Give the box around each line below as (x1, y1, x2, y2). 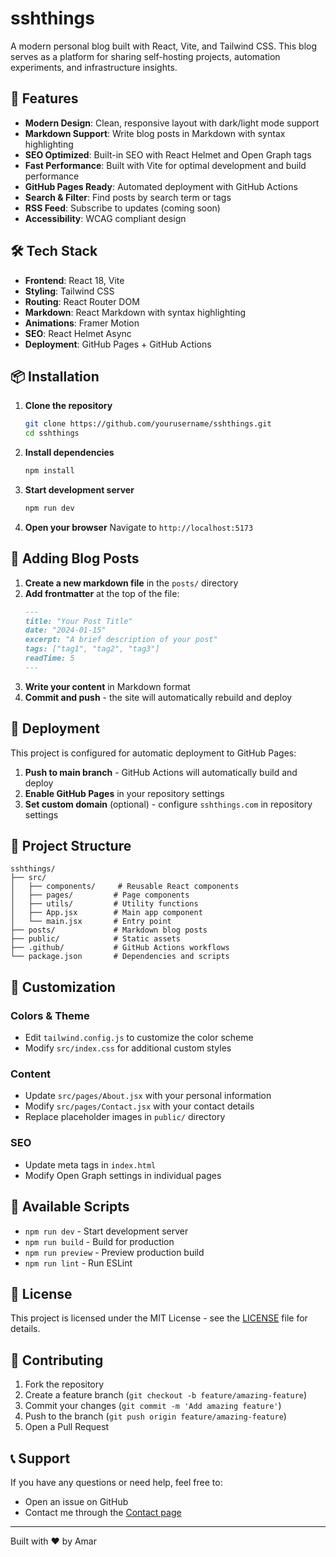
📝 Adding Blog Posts (10, 550, 140, 567)
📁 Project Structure (10, 838, 132, 855)
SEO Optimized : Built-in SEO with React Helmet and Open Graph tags (24, 148, 312, 161)
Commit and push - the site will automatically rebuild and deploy (24, 691, 293, 703)
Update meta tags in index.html (24, 1158, 157, 1171)
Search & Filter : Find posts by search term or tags (24, 191, 232, 203)
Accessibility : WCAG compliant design (24, 212, 187, 224)
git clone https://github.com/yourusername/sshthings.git (24, 419, 272, 429)
